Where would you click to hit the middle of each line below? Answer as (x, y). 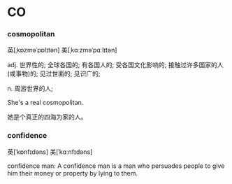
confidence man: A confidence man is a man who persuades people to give (116, 166)
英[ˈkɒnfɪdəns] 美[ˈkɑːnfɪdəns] (50, 152)
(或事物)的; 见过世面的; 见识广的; (54, 73)
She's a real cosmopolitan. (45, 103)
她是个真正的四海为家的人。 (47, 117)
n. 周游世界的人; (30, 89)
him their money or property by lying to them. (73, 173)
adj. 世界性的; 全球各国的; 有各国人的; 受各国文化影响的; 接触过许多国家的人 (115, 65)
